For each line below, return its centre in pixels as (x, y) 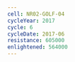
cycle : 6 (20, 27)
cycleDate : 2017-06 (36, 34)
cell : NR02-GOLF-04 (36, 14)
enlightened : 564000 (38, 47)
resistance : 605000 (36, 41)
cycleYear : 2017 (31, 21)
